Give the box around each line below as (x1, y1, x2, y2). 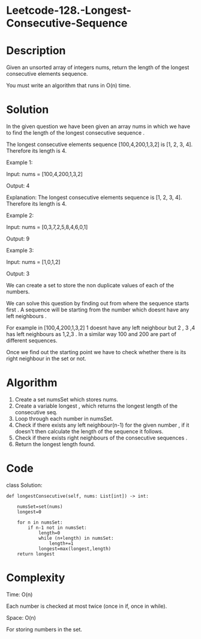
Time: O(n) (6, 590, 33, 598)
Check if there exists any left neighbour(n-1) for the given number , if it (14, 421, 190, 429)
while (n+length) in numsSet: (38, 535, 114, 541)
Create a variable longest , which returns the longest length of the (14, 402, 178, 409)
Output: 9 (6, 235, 30, 242)
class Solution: (6, 482, 43, 489)
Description (6, 44, 66, 58)
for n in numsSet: (17, 519, 63, 525)
